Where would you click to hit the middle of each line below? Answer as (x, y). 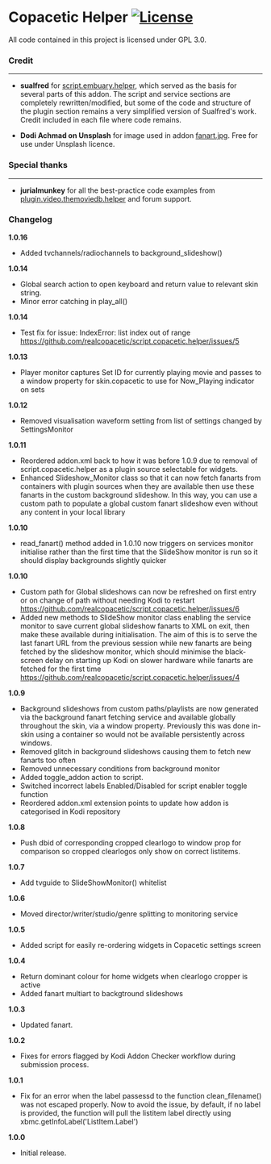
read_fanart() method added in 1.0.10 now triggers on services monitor (137, 543)
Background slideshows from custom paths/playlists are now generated (139, 708)
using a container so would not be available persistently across (140, 734)
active (30, 985)
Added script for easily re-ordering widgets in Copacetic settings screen (140, 945)
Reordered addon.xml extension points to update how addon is (124, 803)
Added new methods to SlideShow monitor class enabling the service (135, 617)
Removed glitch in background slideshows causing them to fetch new (135, 751)
